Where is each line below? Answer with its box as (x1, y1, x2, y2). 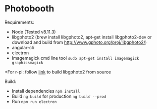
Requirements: (4, 19, 34, 25)
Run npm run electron (11, 98, 57, 104)
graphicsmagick (11, 60, 44, 65)
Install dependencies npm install (11, 88, 80, 94)
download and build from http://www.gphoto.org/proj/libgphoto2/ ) (11, 39, 147, 45)
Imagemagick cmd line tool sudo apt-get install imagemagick (11, 55, 139, 61)
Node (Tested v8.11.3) (11, 29, 56, 35)
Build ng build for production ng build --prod (11, 93, 106, 99)
